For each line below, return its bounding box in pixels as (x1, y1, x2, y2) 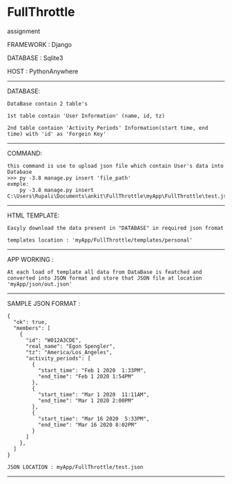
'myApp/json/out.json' (7, 280, 72, 287)
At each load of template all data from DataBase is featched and (7, 269, 202, 275)
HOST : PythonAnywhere (7, 67, 79, 75)
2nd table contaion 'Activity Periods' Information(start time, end (7, 124, 209, 131)
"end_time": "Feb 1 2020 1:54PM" (37, 373, 135, 380)
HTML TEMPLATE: (7, 211, 60, 220)
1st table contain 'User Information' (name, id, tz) (7, 112, 166, 119)
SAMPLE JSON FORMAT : (7, 299, 81, 307)
